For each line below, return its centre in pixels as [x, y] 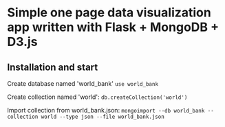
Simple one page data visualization [109, 13]
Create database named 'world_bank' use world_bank [83, 83]
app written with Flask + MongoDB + [113, 27]
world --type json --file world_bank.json [103, 117]
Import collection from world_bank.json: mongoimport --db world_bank [106, 110]
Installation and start [53, 67]
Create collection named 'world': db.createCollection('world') [97, 97]
